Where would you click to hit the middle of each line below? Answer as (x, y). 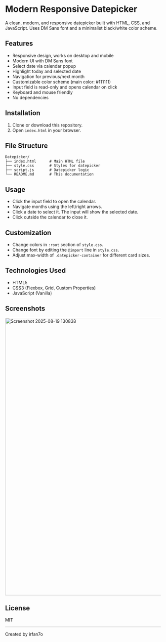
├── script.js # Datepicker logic (47, 170)
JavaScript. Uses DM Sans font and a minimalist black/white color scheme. (82, 28)
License (18, 608)
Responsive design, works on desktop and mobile (63, 55)
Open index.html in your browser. (47, 130)
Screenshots (25, 309)
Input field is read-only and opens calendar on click (65, 87)
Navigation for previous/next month (48, 76)
